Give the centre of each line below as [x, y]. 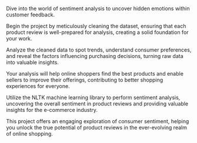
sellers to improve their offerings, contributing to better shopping [85, 80]
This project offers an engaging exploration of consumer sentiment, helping [98, 121]
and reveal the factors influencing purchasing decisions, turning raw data [95, 56]
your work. [19, 38]
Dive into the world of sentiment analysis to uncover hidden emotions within [98, 8]
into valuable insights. [32, 62]
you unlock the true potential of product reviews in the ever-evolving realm [96, 127]
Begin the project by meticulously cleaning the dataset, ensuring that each [96, 26]
